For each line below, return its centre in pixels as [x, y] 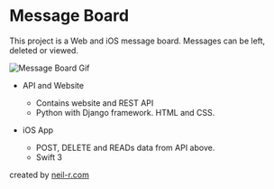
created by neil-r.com [50, 175]
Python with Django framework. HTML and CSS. [125, 112]
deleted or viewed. [44, 50]
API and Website [53, 85]
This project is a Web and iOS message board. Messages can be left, [137, 41]
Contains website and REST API [95, 103]
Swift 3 [49, 157]
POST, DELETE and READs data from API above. [125, 147]
